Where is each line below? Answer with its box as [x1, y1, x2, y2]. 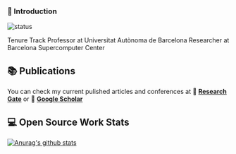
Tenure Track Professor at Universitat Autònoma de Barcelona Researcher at [7, 36, 230, 45]
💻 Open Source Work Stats [7, 116, 130, 128]
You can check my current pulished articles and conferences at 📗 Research [7, 88, 227, 96]
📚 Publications [7, 65, 76, 77]
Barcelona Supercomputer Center [7, 44, 105, 52]
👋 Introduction [7, 6, 58, 16]
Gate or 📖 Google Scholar [7, 95, 83, 103]
